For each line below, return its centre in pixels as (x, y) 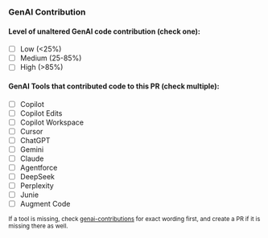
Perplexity (37, 186)
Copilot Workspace (52, 122)
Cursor (31, 131)
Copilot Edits (41, 113)
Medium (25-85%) (51, 58)
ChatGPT (35, 140)
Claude (32, 158)
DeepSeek (37, 177)
